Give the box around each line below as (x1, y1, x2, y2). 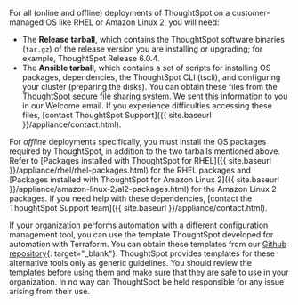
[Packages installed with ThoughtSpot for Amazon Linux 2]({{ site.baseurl (9, 174, 280, 185)
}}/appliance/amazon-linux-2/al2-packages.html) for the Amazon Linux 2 (9, 184, 278, 194)
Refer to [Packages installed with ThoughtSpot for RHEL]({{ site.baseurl (9, 156, 271, 165)
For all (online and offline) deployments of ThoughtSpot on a (9, 8, 230, 18)
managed (9, 17, 44, 28)
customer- (231, 8, 270, 18)
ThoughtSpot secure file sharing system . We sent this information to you (21, 91, 288, 101)
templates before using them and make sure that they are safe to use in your (9, 267, 289, 277)
